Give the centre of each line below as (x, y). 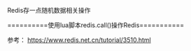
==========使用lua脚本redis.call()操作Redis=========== (95, 25)
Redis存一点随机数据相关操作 (49, 10)
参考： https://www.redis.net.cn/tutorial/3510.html (79, 40)
